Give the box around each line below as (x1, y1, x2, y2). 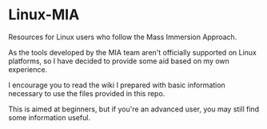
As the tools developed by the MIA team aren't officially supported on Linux (8, 47, 257, 57)
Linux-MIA (8, 6, 80, 24)
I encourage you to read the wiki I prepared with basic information (8, 80, 225, 90)
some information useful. (8, 112, 90, 122)
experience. (8, 64, 48, 74)
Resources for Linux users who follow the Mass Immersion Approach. (8, 32, 237, 42)
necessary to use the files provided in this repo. (8, 88, 165, 98)
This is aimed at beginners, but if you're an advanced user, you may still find (8, 104, 260, 114)
